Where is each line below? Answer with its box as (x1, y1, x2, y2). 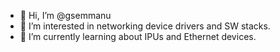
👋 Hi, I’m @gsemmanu (19, 10, 112, 21)
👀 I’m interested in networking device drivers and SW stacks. (19, 20, 271, 32)
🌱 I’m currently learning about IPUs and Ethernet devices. (19, 31, 257, 42)
